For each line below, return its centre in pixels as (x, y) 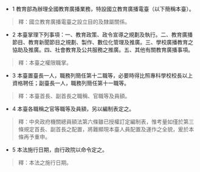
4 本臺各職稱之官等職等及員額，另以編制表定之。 (73, 109)
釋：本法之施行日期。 (45, 163)
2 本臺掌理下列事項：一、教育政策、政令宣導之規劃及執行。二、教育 (97, 35)
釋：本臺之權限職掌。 (45, 63)
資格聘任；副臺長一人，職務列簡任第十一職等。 (71, 83)
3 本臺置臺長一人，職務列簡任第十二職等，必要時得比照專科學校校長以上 (102, 75)
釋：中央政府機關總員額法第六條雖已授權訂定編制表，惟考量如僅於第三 (106, 122)
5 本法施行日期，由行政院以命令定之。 (60, 150)
